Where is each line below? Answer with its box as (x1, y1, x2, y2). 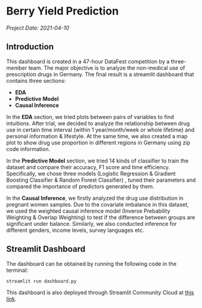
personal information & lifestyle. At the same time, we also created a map (6, 132, 188, 140)
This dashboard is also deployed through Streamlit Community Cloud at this (6, 289, 194, 296)
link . (6, 295, 17, 303)
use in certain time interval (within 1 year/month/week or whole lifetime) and (6, 126, 195, 133)
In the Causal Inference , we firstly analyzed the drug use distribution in (6, 194, 184, 202)
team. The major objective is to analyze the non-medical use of (28, 64, 186, 71)
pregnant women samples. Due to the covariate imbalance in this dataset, (6, 201, 189, 208)
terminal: (6, 266, 28, 274)
